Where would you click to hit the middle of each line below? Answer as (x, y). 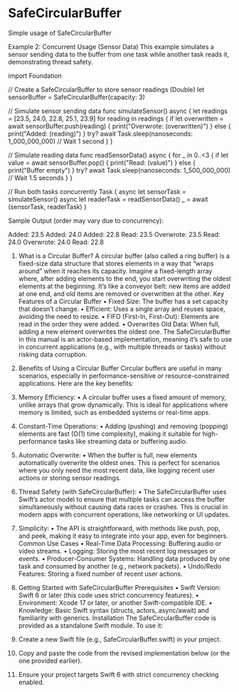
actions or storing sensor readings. (70, 478)
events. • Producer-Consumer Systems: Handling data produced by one (124, 559)
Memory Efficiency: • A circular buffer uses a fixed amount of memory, (122, 397)
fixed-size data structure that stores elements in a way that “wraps (116, 263)
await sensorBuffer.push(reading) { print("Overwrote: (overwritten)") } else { (119, 126)
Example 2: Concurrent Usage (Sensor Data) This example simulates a (111, 46)
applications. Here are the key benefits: (76, 383)
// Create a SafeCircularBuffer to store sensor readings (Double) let (106, 89)
